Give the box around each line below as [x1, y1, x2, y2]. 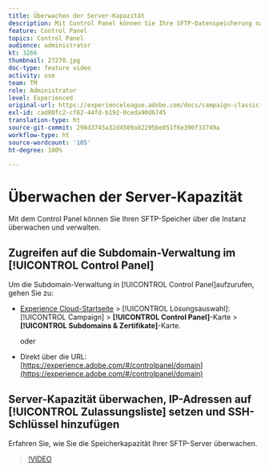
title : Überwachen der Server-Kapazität [8, 11, 146, 20]
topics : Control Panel [8, 34, 84, 43]
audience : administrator [8, 42, 91, 50]
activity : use [8, 71, 56, 79]
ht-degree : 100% [8, 146, 62, 154]
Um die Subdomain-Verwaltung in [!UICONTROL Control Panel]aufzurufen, [8, 280, 255, 290]
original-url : [8, 101, 56, 109]
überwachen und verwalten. [8, 222, 102, 233]
